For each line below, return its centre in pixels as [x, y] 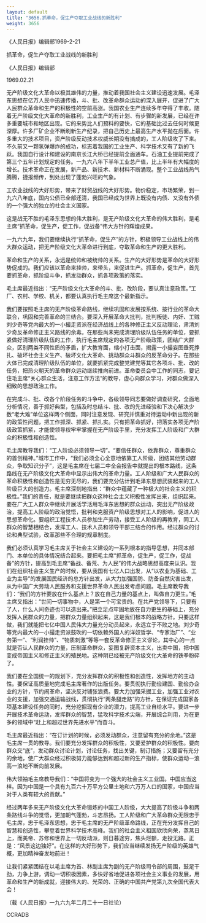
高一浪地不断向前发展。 [36, 766]
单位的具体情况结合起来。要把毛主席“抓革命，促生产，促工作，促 [104, 556]
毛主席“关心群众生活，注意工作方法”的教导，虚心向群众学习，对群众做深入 [105, 378]
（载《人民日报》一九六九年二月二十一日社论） [65, 903]
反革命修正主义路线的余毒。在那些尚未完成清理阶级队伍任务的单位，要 [105, 332]
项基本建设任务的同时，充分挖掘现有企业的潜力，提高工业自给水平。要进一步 [103, 707]
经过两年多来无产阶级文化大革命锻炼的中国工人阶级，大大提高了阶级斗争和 [100, 808]
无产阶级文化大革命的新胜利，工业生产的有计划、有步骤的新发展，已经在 [103, 116]
